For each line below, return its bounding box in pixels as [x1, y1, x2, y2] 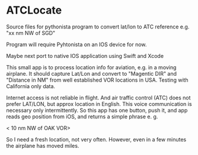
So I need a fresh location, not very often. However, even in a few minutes [6, 135, 187, 143]
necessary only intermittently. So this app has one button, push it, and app [6, 106, 188, 114]
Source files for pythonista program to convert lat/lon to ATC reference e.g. [6, 23, 190, 30]
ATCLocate [6, 4, 62, 17]
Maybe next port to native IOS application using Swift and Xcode [6, 52, 164, 59]
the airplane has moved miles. [6, 142, 79, 149]
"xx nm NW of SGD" [6, 29, 56, 36]
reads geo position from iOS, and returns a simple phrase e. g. [6, 113, 158, 120]
